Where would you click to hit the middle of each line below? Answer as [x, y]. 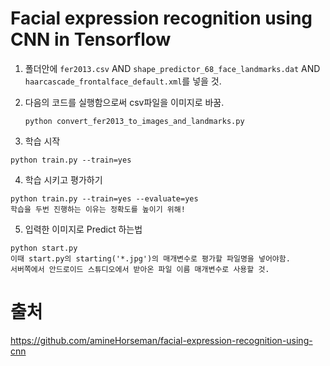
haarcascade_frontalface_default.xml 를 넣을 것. [123, 81]
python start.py [44, 248]
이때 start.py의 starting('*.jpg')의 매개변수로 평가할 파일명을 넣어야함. [150, 258]
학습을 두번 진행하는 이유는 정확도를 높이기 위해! [98, 209]
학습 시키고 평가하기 [63, 179]
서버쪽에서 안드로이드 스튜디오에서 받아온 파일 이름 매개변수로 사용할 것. [140, 269]
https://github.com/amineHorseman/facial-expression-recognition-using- [161, 340]
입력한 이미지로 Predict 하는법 [83, 229]
